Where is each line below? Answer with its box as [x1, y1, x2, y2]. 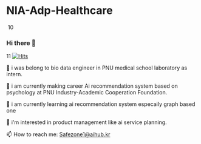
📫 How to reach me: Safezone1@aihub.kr [6, 131, 111, 138]
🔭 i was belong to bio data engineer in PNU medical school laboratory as [6, 64, 188, 71]
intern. [6, 71, 23, 78]
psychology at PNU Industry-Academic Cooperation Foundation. [6, 89, 168, 96]
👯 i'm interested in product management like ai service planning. [6, 119, 167, 126]
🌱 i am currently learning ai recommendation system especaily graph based [6, 100, 196, 108]
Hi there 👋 [6, 39, 36, 47]
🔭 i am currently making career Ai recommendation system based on [6, 82, 178, 90]
